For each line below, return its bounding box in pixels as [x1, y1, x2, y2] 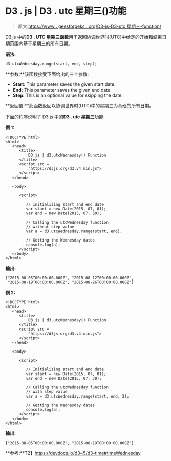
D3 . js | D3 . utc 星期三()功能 [5, 5, 127, 17]
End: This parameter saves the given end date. [12, 86, 112, 93]
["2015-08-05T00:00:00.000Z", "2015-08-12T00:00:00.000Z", [5, 275, 134, 280]
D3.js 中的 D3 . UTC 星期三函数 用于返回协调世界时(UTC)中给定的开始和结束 [5, 34, 162, 40]
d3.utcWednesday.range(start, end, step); [5, 61, 97, 67]
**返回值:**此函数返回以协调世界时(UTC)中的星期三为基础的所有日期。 [5, 102, 154, 108]
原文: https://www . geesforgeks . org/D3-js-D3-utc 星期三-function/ [17, 23, 162, 29]
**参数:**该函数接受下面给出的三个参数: [5, 71, 89, 77]
